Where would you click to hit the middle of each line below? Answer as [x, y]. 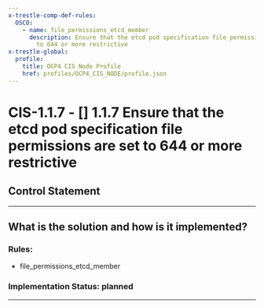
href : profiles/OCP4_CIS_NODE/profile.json [95, 74]
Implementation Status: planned [71, 287]
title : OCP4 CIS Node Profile [72, 67]
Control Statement [54, 192]
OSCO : [24, 23]
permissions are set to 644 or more [125, 145]
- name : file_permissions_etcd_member [86, 30]
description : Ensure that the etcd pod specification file [127, 37]
